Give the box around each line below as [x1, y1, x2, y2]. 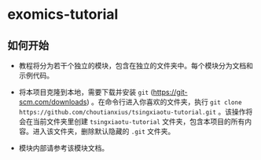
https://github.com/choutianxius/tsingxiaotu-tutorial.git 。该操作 [18, 107, 246, 116]
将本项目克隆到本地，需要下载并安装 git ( [18, 88, 154, 96]
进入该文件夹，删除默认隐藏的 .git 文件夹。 [32, 127, 175, 136]
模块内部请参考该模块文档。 [18, 144, 109, 152]
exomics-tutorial [7, 5, 119, 24]
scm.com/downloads [18, 97, 87, 107]
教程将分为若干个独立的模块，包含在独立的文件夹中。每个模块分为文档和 [18, 61, 253, 70]
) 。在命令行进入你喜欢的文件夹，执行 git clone [86, 97, 242, 107]
